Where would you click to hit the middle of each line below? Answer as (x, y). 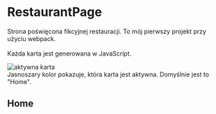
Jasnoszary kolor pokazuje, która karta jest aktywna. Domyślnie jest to (108, 74)
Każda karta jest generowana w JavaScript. (69, 54)
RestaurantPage (55, 12)
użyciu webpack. (32, 38)
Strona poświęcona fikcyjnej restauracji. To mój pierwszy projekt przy (107, 31)
